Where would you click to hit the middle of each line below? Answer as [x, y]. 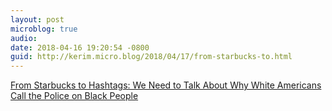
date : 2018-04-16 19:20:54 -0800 [80, 47]
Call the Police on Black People [74, 96]
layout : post [37, 19]
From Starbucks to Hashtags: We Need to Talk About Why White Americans [166, 85]
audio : [24, 38]
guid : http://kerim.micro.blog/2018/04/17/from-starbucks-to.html [151, 57]
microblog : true [44, 29]
